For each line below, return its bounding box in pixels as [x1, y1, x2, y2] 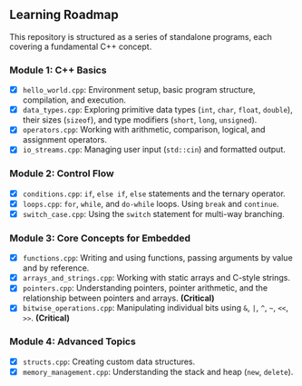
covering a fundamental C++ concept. [9, 41, 152, 52]
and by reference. [22, 262, 90, 273]
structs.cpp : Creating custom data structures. [22, 356, 196, 367]
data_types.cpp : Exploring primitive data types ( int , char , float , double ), [22, 104, 293, 115]
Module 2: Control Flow [9, 167, 115, 180]
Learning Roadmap [9, 7, 120, 23]
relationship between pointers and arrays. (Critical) [22, 292, 215, 303]
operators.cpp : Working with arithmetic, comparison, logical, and [22, 124, 266, 135]
